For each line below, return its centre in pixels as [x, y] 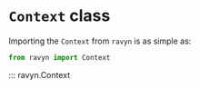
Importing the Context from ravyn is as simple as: [100, 41]
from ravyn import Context [60, 57]
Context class [60, 16]
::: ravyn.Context [40, 74]
